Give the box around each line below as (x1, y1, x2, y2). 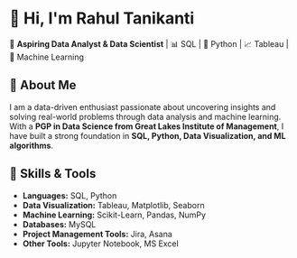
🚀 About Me (9, 78, 77, 93)
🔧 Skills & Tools (9, 166, 97, 181)
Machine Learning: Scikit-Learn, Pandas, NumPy (22, 209, 206, 220)
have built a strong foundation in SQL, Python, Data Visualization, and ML (9, 130, 286, 141)
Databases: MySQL (22, 218, 97, 229)
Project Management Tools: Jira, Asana (22, 228, 173, 239)
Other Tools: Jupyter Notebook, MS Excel (22, 238, 179, 249)
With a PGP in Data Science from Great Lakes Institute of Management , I (9, 121, 284, 132)
